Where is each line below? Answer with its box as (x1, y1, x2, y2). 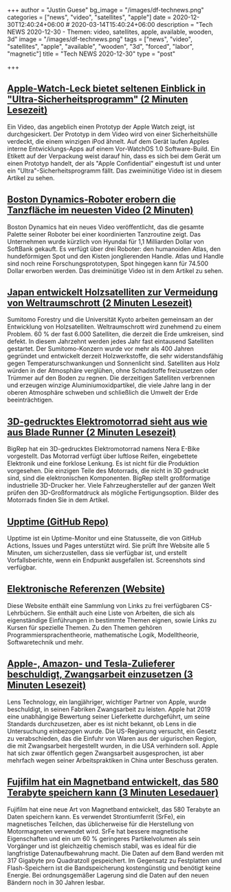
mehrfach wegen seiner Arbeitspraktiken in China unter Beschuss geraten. (7, 756, 219, 764)
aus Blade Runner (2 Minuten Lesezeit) (7, 426, 177, 438)
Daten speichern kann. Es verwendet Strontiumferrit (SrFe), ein (7, 812, 186, 820)
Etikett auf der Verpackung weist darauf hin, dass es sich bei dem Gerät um (7, 151, 221, 160)
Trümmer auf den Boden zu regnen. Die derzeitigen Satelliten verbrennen (7, 374, 215, 382)
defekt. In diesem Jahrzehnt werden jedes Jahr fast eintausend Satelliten (7, 337, 214, 346)
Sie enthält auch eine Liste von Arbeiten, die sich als (47, 609, 195, 617)
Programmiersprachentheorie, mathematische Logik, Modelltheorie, (7, 631, 199, 639)
